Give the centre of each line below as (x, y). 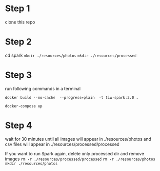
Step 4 (19, 126)
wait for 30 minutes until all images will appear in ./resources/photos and (78, 139)
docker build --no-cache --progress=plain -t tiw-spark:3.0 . (72, 97)
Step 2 (18, 42)
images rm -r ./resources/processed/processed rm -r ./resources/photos (80, 159)
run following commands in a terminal (43, 88)
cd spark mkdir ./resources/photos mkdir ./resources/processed (71, 55)
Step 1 (18, 9)
